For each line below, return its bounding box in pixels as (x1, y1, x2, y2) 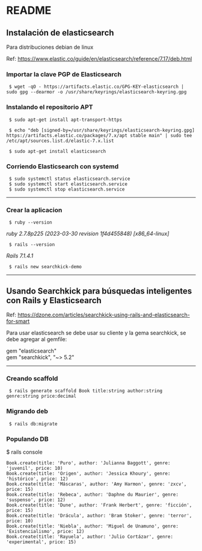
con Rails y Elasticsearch (6, 295, 102, 306)
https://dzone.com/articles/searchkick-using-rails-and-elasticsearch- (17, 311, 191, 318)
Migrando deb (6, 407, 48, 416)
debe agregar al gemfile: (6, 336, 67, 343)
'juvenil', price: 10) (6, 465, 63, 471)
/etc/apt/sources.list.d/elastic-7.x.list (6, 138, 114, 144)
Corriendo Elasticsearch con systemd (6, 162, 119, 170)
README (6, 4, 52, 17)
